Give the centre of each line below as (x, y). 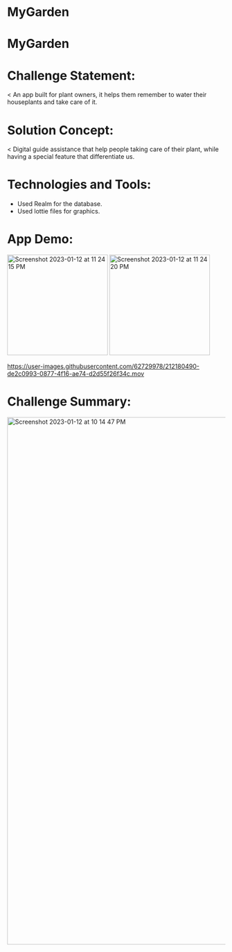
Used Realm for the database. (60, 204)
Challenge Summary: (69, 402)
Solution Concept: (61, 130)
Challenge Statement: (71, 75)
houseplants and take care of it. (52, 102)
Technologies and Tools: (79, 185)
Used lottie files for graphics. (59, 211)
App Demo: (40, 239)
